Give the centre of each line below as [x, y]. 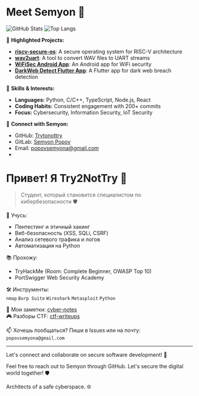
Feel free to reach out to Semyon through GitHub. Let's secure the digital [95, 366]
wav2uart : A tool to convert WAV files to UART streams [82, 58]
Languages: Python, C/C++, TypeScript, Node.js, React [83, 100]
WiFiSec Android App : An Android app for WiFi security [83, 64]
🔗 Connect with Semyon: [37, 123]
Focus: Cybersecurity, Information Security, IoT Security [84, 112]
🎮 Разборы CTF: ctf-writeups [43, 316]
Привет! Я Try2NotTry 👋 [67, 178]
